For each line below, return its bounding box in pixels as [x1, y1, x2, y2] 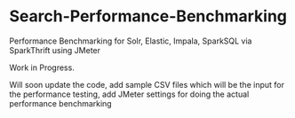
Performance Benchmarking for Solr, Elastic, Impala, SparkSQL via [9, 35, 252, 46]
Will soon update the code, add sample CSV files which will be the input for [9, 79, 284, 90]
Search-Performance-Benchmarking [9, 6, 287, 27]
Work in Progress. [9, 62, 76, 73]
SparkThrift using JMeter [9, 44, 100, 55]
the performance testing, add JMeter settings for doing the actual [9, 89, 250, 99]
